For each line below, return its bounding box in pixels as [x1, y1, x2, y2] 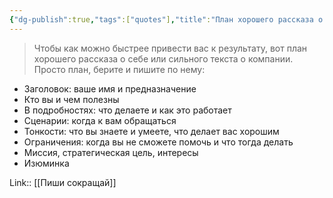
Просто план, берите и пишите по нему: [33, 63, 206, 75]
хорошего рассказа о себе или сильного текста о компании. [33, 52, 294, 65]
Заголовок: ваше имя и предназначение [23, 82, 197, 95]
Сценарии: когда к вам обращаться [23, 114, 177, 126]
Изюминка [23, 157, 70, 169]
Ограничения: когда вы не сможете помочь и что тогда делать [23, 136, 294, 148]
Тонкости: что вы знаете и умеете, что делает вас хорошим [23, 125, 280, 137]
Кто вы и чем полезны [23, 93, 120, 105]
